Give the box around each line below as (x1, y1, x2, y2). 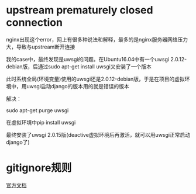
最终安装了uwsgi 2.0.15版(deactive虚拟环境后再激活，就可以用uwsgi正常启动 (6, 131, 191, 138)
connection (6, 16, 63, 29)
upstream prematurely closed (6, 4, 153, 17)
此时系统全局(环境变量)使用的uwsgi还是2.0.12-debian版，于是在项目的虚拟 (6, 75, 185, 82)
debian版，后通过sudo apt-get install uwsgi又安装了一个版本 (6, 63, 152, 70)
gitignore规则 (6, 161, 72, 175)
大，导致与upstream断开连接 (6, 43, 75, 50)
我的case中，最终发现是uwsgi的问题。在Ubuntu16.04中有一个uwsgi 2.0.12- (6, 56, 187, 63)
